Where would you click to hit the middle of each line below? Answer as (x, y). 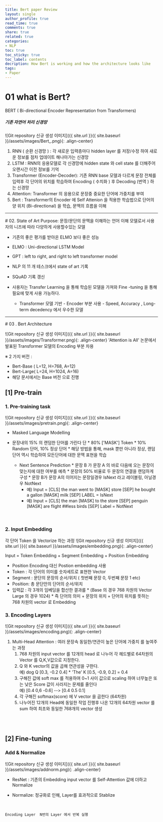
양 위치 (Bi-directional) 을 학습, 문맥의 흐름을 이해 (59, 205)
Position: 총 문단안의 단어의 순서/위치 (47, 584)
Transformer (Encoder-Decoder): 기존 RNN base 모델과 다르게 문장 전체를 (84, 175)
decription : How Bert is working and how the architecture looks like (78, 64)
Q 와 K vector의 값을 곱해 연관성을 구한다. (59, 666)
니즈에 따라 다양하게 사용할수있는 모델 (50, 226)
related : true (19, 37)
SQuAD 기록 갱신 (28, 277)
